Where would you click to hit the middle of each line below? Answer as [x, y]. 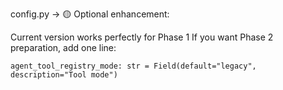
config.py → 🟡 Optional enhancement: [90, 14]
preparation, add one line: [63, 47]
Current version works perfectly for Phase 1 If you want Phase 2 [142, 37]
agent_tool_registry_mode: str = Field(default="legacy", [133, 66]
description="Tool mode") [64, 75]
